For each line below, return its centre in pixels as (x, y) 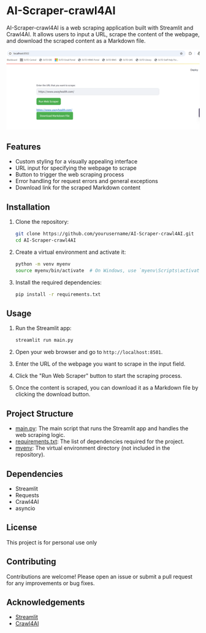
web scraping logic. (40, 435)
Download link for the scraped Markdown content (78, 187)
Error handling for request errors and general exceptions (86, 181)
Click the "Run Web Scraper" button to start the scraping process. (99, 376)
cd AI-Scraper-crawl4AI (46, 240)
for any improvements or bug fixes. (51, 583)
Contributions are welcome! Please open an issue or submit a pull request (100, 576)
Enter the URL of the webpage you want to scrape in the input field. (100, 364)
